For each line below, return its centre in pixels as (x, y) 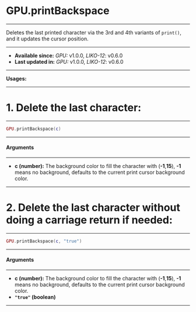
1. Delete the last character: (74, 108)
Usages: (16, 78)
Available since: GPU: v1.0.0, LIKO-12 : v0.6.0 (69, 55)
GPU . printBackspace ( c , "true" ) (44, 241)
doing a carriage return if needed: (90, 220)
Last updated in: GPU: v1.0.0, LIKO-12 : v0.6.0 (69, 61)
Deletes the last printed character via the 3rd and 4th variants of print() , (94, 32)
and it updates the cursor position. (47, 39)
